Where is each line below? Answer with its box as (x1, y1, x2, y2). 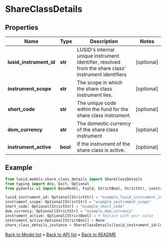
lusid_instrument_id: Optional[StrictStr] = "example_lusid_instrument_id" (5, 195, 165, 200)
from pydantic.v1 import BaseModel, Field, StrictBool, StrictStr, (5, 186, 147, 191)
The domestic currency (77, 120, 131, 127)
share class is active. (77, 147, 125, 153)
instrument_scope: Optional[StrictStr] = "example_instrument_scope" (5, 199, 152, 204)
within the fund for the (77, 106, 128, 113)
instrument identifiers (77, 71, 127, 78)
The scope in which (77, 79, 123, 86)
